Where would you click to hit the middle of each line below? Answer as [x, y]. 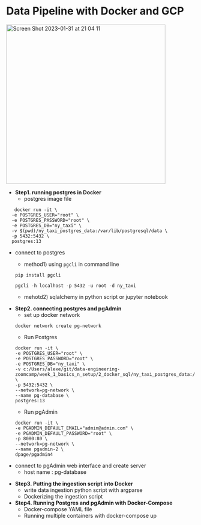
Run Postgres [40, 337]
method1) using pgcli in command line [71, 264]
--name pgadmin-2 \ [39, 449]
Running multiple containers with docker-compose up [90, 515]
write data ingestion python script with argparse [83, 490]
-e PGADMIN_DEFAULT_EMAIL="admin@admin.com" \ [74, 428]
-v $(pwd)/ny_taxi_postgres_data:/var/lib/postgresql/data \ [90, 231]
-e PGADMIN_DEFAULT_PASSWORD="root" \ [63, 433]
